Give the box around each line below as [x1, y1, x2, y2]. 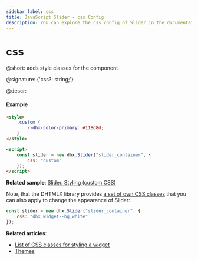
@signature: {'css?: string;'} [6, 76, 74, 83]
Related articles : [6, 229, 47, 236]
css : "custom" [27, 157, 62, 163]
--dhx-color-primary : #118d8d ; [27, 125, 104, 131]
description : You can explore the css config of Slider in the [6, 19, 165, 25]
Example [6, 101, 28, 108]
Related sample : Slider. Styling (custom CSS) [6, 179, 116, 186]
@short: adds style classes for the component [6, 64, 118, 71]
